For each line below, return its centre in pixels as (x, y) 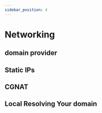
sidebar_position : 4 (26, 10)
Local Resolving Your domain (51, 104)
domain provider (31, 53)
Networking (30, 34)
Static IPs (20, 70)
